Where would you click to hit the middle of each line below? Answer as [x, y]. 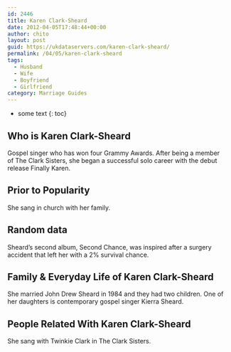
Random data [37, 230]
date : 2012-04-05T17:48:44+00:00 [57, 27]
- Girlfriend [33, 87]
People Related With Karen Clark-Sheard [99, 324]
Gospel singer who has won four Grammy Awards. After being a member [114, 153]
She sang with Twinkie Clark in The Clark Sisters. [79, 341]
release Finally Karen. [39, 168]
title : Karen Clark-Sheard [47, 21]
